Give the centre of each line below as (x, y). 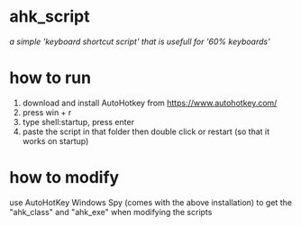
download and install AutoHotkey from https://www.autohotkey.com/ (150, 103)
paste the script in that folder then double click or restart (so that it (146, 131)
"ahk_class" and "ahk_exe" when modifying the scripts (111, 212)
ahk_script (50, 17)
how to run (50, 78)
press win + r (47, 112)
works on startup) (55, 140)
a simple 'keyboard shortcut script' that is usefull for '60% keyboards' (140, 41)
